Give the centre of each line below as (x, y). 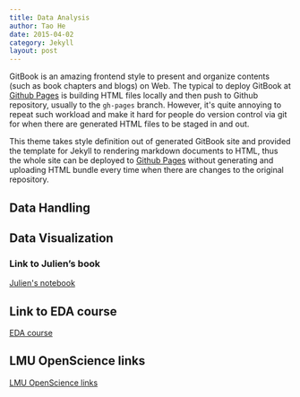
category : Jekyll (42, 43)
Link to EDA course (63, 311)
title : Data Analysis (50, 17)
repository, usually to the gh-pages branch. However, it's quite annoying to (146, 105)
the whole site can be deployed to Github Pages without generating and (141, 160)
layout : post (34, 51)
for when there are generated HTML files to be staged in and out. (129, 124)
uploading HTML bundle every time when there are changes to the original (146, 170)
